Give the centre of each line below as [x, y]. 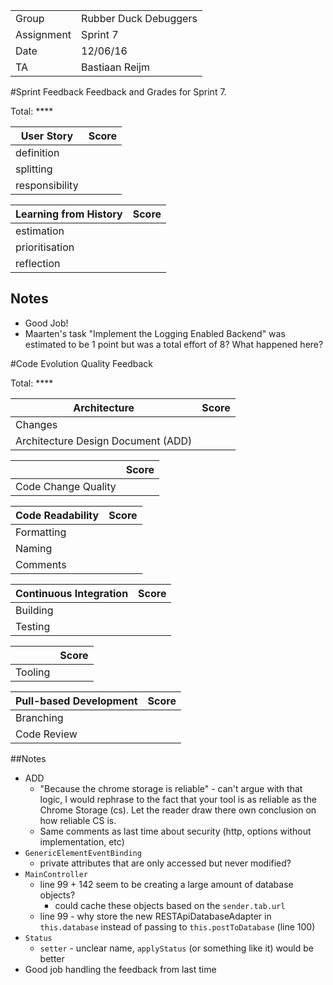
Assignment [43, 34]
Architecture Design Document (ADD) [104, 441]
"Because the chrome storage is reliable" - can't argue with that [171, 788]
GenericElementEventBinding [83, 853]
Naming [34, 548]
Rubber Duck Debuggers [139, 18]
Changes [36, 424]
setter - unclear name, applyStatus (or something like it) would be [176, 948]
